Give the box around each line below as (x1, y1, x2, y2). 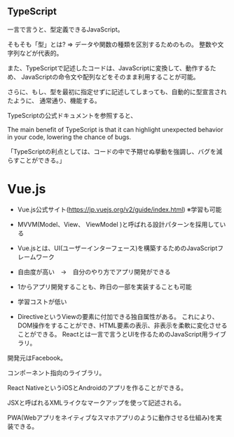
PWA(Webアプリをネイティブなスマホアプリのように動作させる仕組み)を (7, 413, 216, 422)
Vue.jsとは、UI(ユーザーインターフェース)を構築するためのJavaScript (17, 244, 218, 252)
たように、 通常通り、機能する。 (7, 96, 101, 105)
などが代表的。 (19, 48, 63, 57)
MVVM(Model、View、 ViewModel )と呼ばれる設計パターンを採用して (17, 220, 220, 228)
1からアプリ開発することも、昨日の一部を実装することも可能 (17, 282, 193, 291)
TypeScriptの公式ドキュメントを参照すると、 (7, 111, 137, 119)
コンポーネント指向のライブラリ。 (7, 368, 106, 377)
